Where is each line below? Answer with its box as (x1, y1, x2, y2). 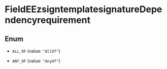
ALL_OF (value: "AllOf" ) (12, 48, 60, 54)
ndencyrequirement (5, 14, 91, 26)
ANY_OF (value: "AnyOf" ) (12, 58, 60, 64)
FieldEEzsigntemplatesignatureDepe (5, 4, 162, 15)
